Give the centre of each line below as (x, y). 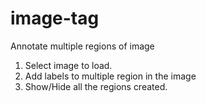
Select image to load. (68, 65)
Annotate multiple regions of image (82, 46)
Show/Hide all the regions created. (96, 86)
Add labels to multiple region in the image (110, 76)
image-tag (55, 18)
